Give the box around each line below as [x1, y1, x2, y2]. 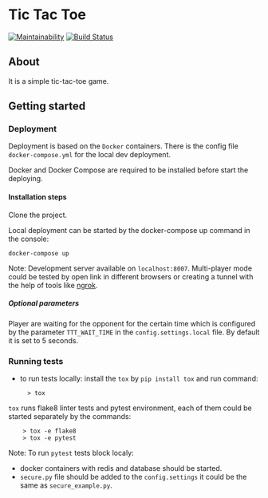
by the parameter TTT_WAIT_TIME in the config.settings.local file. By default [8, 327, 260, 337]
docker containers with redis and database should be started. [19, 463, 223, 472]
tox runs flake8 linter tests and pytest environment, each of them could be [8, 403, 253, 413]
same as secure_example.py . [19, 480, 113, 490]
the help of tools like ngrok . [8, 280, 98, 290]
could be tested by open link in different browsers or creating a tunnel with [8, 271, 254, 281]
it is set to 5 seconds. [8, 335, 78, 345]
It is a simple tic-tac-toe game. [8, 76, 109, 85]
